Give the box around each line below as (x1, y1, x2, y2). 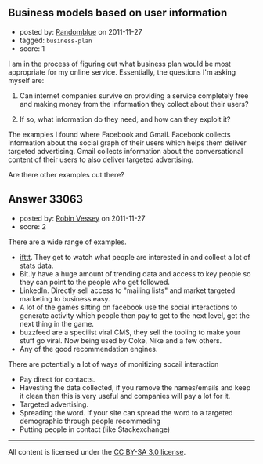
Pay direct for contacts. (19, 374, 95, 384)
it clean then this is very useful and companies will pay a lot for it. (19, 391, 231, 400)
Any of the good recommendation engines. (19, 344, 158, 353)
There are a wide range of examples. (8, 237, 127, 247)
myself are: (8, 75, 45, 85)
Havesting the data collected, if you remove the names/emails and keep (19, 382, 251, 392)
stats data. (19, 261, 54, 270)
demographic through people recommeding (19, 416, 160, 426)
